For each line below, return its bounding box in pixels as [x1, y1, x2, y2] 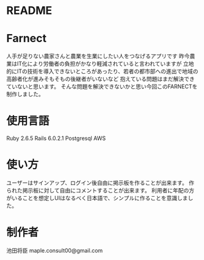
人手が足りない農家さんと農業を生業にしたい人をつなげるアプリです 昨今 [6, 52, 190, 60]
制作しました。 [6, 91, 44, 98]
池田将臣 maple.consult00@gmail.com [6, 247, 103, 254]
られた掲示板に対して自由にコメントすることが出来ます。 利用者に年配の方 [6, 187, 195, 194]
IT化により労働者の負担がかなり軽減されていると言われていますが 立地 [16, 60, 194, 68]
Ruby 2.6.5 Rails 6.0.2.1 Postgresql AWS [6, 135, 106, 142]
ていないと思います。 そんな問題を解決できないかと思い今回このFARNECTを [6, 83, 198, 90]
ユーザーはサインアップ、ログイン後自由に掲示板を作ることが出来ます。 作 [6, 179, 194, 186]
